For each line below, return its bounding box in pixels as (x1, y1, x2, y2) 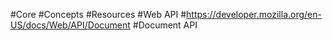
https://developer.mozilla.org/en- (186, 9, 322, 20)
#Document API (132, 19, 198, 31)
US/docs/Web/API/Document (10, 19, 131, 31)
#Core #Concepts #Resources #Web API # (10, 9, 187, 20)
